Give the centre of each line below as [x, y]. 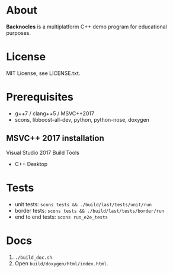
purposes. [19, 32]
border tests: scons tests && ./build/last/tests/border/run [89, 210]
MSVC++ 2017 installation [55, 139]
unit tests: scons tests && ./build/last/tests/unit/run [83, 204]
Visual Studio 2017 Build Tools [43, 152]
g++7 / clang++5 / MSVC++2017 [55, 113]
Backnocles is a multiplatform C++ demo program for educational [86, 27]
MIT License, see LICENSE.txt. [43, 73]
